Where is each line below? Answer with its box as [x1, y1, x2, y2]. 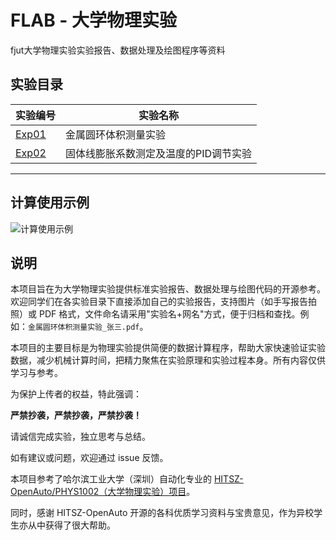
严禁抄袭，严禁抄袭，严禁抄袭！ [10, 409, 142, 421]
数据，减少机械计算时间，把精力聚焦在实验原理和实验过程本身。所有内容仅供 [10, 354, 326, 366]
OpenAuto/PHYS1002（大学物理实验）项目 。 [10, 486, 196, 498]
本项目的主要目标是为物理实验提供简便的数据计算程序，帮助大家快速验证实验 [10, 342, 326, 354]
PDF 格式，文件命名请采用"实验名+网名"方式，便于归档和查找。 [38, 308, 301, 320]
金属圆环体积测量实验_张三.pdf [28, 322, 140, 333]
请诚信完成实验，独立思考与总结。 [10, 431, 151, 443]
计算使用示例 [10, 194, 90, 211]
